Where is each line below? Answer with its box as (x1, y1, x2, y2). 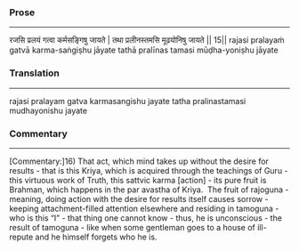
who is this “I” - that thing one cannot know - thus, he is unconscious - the (9, 212, 283, 223)
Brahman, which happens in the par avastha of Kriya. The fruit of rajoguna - (9, 184, 289, 195)
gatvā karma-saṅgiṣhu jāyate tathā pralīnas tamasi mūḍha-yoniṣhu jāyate (9, 45, 279, 55)
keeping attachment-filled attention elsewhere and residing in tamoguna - (9, 203, 279, 214)
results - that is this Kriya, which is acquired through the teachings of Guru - (9, 165, 288, 175)
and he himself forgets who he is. (35, 231, 158, 242)
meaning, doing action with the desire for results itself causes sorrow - (9, 193, 269, 204)
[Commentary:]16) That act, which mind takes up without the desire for (9, 156, 270, 166)
